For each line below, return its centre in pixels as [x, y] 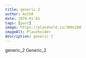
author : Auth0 [19, 14]
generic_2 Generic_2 [26, 50]
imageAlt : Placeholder [28, 32]
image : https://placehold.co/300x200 [43, 28]
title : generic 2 [23, 9]
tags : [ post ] [18, 23]
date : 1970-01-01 [23, 18]
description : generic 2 [29, 37]
